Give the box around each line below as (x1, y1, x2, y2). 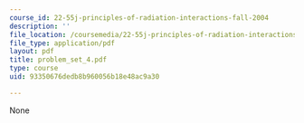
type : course (9, 64, 59, 73)
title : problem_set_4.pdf (9, 55, 107, 64)
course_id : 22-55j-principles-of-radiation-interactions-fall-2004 (9, 13, 270, 23)
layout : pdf (9, 47, 54, 56)
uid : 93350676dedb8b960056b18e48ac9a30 (9, 72, 160, 81)
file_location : (9, 30, 67, 39)
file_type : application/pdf (9, 38, 116, 48)
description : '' (9, 22, 71, 31)
